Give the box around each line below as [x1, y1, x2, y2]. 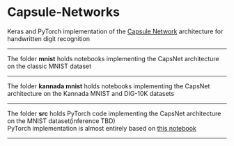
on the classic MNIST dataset [7, 62, 92, 70]
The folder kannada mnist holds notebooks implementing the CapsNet [7, 81, 210, 90]
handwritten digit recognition [7, 34, 91, 42]
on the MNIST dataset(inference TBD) [7, 116, 116, 125]
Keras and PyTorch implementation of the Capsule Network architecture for [7, 27, 224, 35]
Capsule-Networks [7, 4, 120, 20]
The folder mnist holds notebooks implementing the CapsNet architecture [7, 54, 219, 63]
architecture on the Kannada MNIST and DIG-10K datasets [7, 89, 175, 97]
